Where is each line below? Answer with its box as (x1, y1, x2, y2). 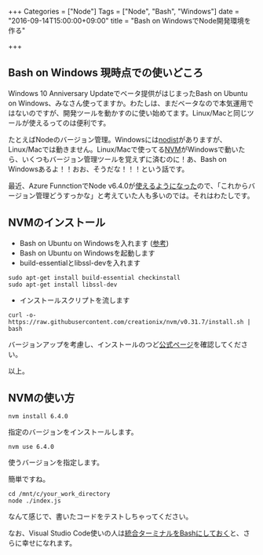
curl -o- (8, 311, 37, 319)
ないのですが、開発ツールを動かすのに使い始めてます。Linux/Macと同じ (14, 108, 247, 117)
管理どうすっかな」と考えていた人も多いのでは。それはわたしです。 (35, 190, 254, 200)
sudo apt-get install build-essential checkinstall (8, 274, 181, 281)
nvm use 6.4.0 (8, 443, 55, 451)
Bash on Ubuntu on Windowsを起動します (19, 248, 155, 258)
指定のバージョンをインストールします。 (8, 428, 139, 437)
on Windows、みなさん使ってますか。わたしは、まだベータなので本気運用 (8, 98, 247, 108)
